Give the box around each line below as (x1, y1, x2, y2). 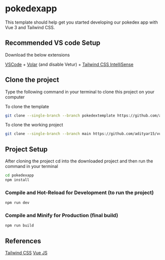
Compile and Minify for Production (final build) (5, 212, 118, 219)
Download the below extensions (5, 52, 70, 58)
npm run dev (5, 200, 29, 205)
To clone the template (5, 103, 49, 109)
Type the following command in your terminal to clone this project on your (5, 89, 155, 95)
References (5, 237, 41, 245)
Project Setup (5, 145, 48, 153)
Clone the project (5, 76, 59, 84)
